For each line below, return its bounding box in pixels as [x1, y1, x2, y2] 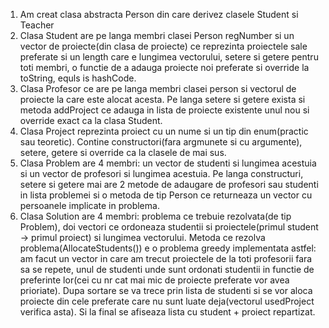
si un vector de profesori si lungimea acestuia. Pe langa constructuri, [19, 168, 304, 179]
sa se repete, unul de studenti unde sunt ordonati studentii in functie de [19, 264, 315, 275]
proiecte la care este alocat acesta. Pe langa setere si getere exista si [19, 94, 306, 105]
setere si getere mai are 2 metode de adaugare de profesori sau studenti [19, 179, 319, 190]
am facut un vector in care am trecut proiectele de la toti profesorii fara [19, 253, 313, 264]
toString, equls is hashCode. [19, 72, 137, 84]
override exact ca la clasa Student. [19, 115, 163, 126]
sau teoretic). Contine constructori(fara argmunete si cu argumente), [19, 136, 303, 148]
